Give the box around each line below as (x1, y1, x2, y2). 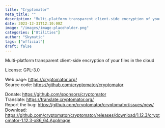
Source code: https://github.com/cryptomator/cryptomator (5, 82, 124, 88)
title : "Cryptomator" (5, 7, 50, 12)
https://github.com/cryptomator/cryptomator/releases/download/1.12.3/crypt (5, 112, 160, 118)
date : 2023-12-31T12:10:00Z (5, 21, 63, 26)
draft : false (5, 44, 32, 49)
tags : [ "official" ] (5, 39, 45, 44)
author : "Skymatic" (5, 35, 45, 40)
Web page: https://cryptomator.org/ (5, 76, 77, 82)
